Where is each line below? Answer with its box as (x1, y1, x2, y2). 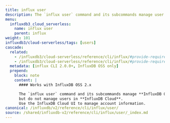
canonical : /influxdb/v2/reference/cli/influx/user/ (5, 105, 119, 111)
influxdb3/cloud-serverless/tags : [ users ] (5, 40, 96, 45)
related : (10, 49, 28, 54)
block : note (14, 73, 39, 78)
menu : (5, 17, 17, 22)
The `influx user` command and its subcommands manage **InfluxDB (18, 91, 162, 96)
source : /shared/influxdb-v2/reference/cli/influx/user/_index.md (5, 110, 148, 115)
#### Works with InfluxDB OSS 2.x (18, 82, 92, 87)
